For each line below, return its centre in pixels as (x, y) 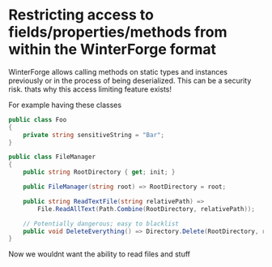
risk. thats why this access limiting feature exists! (90, 89)
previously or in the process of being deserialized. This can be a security (130, 80)
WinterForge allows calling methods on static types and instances (118, 71)
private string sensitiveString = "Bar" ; (93, 135)
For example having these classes (65, 105)
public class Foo (38, 119)
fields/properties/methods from (118, 32)
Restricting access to (81, 15)
